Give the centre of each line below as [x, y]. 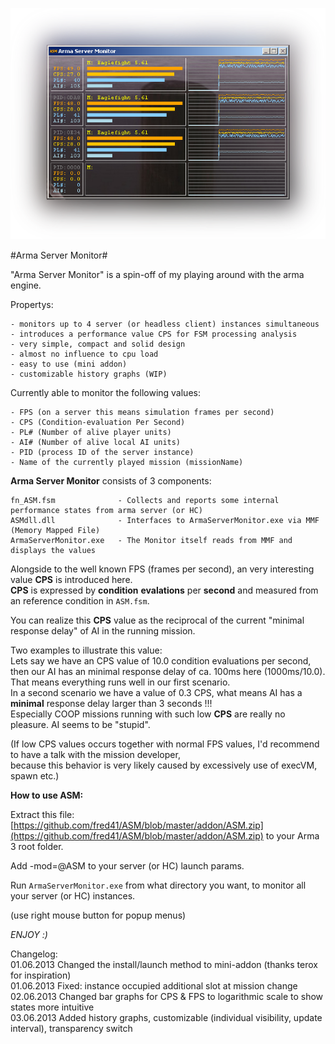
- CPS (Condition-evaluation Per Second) [98, 422]
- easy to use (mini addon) [69, 364]
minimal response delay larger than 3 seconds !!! [111, 703]
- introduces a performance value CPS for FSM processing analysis [154, 334]
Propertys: [32, 304]
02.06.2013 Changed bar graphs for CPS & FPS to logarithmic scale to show [167, 996]
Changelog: [34, 954]
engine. [26, 285]
